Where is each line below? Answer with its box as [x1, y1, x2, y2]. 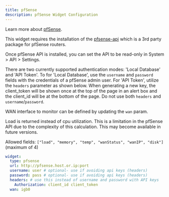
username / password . [5, 98, 44, 104]
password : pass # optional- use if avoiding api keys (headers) [10, 173, 148, 178]
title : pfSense [5, 7, 37, 13]
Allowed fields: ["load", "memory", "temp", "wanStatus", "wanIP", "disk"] [5, 139, 164, 145]
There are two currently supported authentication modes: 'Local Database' [5, 66, 160, 72]
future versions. [5, 129, 38, 135]
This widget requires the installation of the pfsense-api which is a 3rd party [5, 36, 161, 42]
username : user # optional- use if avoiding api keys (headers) [10, 168, 148, 173]
